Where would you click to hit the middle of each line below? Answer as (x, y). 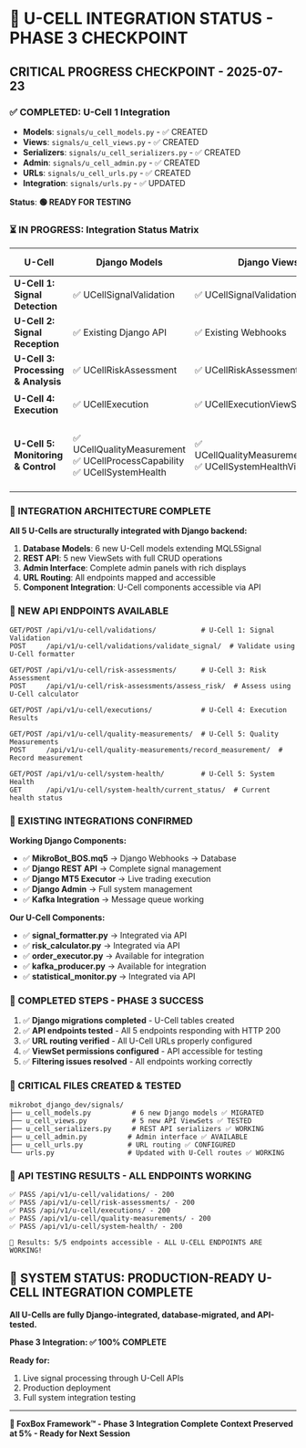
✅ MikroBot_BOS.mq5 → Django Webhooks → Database (129, 858)
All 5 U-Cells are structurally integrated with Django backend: (128, 531)
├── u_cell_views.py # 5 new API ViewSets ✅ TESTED (131, 1121)
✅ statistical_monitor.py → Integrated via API (109, 977)
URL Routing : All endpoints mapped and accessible (119, 578)
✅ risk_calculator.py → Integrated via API (101, 946)
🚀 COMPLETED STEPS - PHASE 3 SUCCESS (107, 1001)
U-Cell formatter (42, 654)
